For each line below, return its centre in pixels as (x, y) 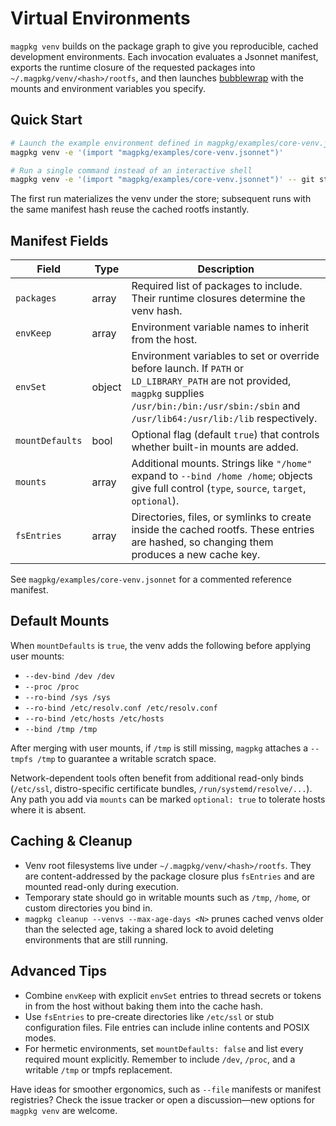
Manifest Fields (59, 240)
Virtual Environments (100, 18)
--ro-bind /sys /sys (67, 697)
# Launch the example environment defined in (106, 143)
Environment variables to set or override (225, 356)
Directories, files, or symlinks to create (221, 517)
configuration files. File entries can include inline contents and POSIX (167, 1027)
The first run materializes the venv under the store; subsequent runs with (161, 199)
